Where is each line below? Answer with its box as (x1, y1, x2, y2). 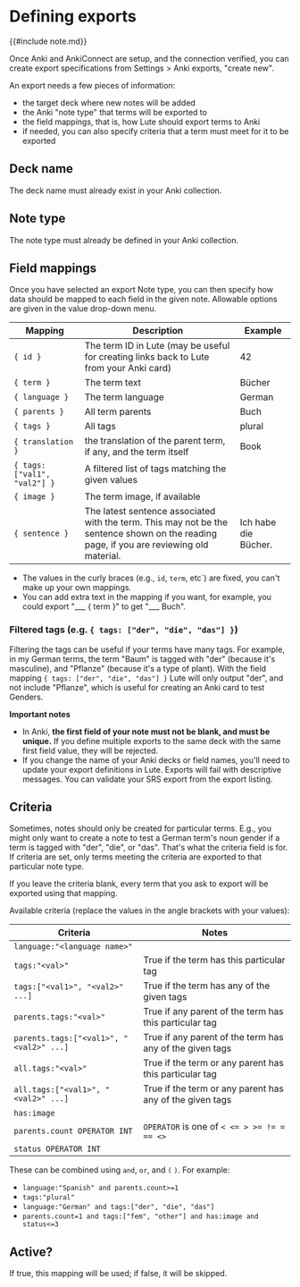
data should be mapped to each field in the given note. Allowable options (9, 293, 279, 305)
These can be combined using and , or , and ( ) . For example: (9, 1164, 230, 1175)
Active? (9, 1244, 54, 1259)
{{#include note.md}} (9, 36, 87, 47)
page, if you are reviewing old (84, 538, 209, 551)
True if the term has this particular (143, 954, 286, 967)
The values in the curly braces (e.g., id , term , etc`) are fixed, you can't (21, 572, 280, 583)
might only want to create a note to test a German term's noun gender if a (9, 833, 280, 843)
